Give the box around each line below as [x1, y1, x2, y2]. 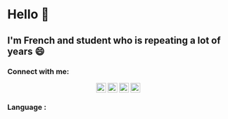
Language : [7, 102, 47, 112]
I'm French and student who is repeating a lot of [7, 35, 221, 46]
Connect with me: [7, 66, 70, 76]
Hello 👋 [7, 6, 49, 23]
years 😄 [7, 45, 45, 57]
